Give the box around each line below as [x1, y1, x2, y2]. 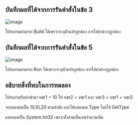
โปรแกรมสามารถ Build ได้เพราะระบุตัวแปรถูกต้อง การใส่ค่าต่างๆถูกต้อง [5, 28, 121, 34]
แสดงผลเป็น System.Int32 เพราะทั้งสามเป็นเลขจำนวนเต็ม [5, 114, 104, 120]
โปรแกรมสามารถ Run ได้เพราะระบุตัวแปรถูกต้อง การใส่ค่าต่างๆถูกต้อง [5, 66, 119, 72]
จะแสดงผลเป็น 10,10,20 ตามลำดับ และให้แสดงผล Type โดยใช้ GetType [5, 104, 130, 110]
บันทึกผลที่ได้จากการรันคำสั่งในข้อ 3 [5, 5, 93, 14]
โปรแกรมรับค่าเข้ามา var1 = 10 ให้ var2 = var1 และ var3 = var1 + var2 [5, 94, 133, 100]
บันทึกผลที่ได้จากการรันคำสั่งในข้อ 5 [5, 43, 93, 52]
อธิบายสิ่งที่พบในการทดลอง [5, 81, 71, 89]
